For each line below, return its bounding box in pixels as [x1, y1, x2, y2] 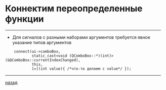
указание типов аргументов [12, 39, 72, 45]
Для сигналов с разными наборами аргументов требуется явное [12, 34, 151, 40]
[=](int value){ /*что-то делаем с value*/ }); [31, 66, 132, 71]
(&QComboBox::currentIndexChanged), [5, 58, 81, 62]
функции [5, 13, 44, 25]
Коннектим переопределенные [5, 3, 143, 14]
